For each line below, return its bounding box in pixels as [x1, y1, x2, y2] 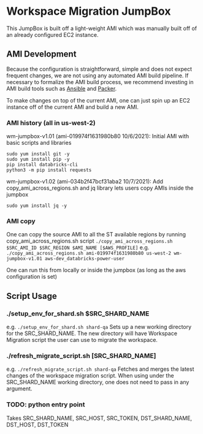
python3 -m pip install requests [6, 167, 92, 173]
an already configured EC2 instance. [6, 31, 99, 38]
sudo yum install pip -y [6, 157, 70, 163]
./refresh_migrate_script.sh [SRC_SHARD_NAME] [6, 351, 156, 360]
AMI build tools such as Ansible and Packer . [6, 85, 117, 92]
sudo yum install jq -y [6, 203, 67, 209]
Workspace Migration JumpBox [6, 4, 171, 18]
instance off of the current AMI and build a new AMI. [6, 103, 139, 110]
